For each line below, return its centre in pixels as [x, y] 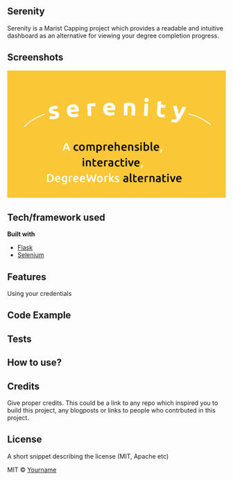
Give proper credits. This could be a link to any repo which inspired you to [113, 403]
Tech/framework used [56, 217]
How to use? [35, 363]
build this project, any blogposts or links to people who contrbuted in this [112, 411]
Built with [21, 234]
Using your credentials [40, 294]
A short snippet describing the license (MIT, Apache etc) [88, 456]
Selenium [31, 255]
